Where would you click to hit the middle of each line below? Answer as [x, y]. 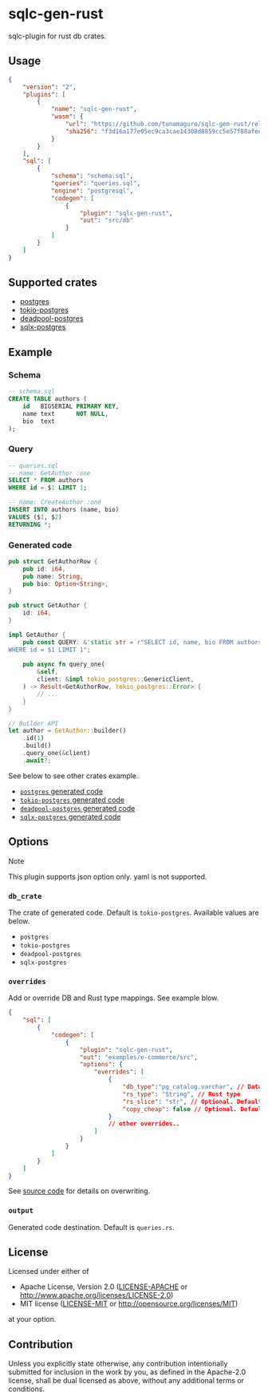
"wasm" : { [67, 117]
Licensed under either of [49, 1271]
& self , [48, 672]
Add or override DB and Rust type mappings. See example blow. [114, 998]
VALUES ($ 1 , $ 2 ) [35, 517]
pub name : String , [53, 576]
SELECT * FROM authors [46, 481]
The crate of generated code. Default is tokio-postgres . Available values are [134, 912]
